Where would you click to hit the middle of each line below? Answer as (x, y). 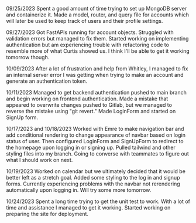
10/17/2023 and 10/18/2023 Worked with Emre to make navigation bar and (95, 129)
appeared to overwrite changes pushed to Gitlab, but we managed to (89, 105)
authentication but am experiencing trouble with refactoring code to (88, 45)
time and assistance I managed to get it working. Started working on (88, 207)
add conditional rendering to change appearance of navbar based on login (96, 135)
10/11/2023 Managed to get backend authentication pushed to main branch (97, 92)
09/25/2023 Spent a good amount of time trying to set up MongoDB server (97, 9)
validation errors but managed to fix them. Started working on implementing (97, 38)
